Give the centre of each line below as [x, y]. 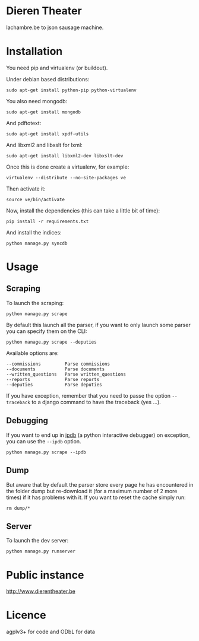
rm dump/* [18, 508]
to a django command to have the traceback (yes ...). [97, 402]
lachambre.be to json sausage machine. [55, 27]
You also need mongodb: [37, 101]
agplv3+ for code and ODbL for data [50, 632]
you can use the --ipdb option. [44, 441]
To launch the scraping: [35, 303]
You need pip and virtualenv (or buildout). [57, 68]
